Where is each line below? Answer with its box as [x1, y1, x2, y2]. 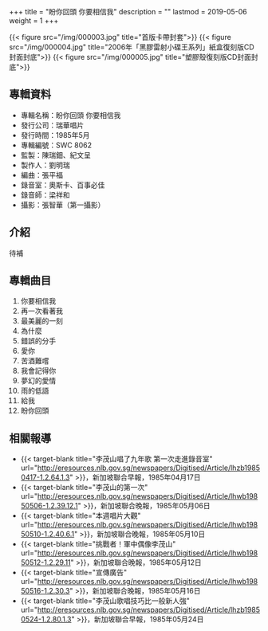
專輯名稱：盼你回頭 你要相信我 [20, 110, 121, 120]
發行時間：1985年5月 [20, 130, 90, 139]
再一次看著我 [20, 306, 63, 316]
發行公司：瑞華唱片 [20, 120, 85, 130]
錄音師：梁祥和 [20, 190, 70, 199]
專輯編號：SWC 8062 [20, 140, 93, 150]
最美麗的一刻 [20, 316, 63, 326]
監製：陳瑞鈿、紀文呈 [20, 150, 91, 159]
